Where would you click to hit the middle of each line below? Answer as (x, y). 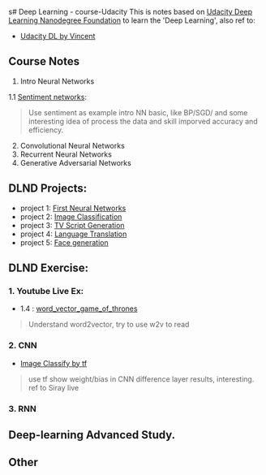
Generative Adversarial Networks (75, 162)
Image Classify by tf (54, 363)
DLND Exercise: (49, 268)
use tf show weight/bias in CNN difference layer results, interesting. (141, 379)
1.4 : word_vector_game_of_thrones (79, 309)
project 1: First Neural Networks (73, 208)
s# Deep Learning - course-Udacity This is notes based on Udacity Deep (131, 12)
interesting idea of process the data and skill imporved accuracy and (143, 121)
